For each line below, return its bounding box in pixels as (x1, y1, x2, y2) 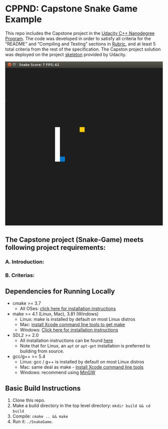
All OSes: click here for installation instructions (19, 306, 116, 312)
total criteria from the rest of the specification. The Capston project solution (5, 46, 161, 52)
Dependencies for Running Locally (5, 287, 115, 296)
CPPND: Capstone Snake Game (5, 3, 138, 15)
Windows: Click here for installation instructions (19, 327, 118, 333)
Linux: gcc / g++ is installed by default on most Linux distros (19, 359, 144, 365)
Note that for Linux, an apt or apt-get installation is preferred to (19, 343, 150, 349)
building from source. (19, 348, 64, 354)
